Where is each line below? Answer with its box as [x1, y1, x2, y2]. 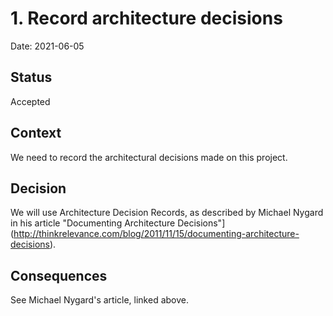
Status [10, 69, 53, 86]
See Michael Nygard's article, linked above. [10, 294, 189, 306]
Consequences [10, 267, 108, 284]
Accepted [10, 95, 51, 107]
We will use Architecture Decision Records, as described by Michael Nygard [10, 207, 324, 219]
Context [10, 125, 62, 142]
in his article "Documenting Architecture [10, 217, 176, 229]
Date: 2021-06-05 [10, 40, 85, 52]
